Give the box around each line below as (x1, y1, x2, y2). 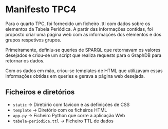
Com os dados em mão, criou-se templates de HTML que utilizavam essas (5, 68, 163, 74)
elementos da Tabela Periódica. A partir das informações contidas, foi (5, 26, 153, 32)
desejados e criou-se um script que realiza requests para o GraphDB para (5, 52, 162, 58)
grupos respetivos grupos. (5, 37, 62, 43)
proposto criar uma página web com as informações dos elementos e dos (5, 31, 162, 37)
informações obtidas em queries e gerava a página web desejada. (5, 73, 145, 79)
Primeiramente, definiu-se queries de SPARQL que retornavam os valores (5, 47, 161, 53)
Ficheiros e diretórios (5, 88, 75, 97)
